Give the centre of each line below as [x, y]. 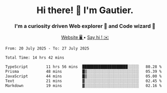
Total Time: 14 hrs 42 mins [35, 58]
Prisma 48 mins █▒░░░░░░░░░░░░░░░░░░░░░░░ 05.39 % [83, 72]
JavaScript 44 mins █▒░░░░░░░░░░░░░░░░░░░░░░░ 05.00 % [83, 76]
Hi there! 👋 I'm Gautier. [85, 10]
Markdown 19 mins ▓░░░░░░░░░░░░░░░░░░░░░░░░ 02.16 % [83, 85]
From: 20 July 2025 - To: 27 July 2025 [47, 49]
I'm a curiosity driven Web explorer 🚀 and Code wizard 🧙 [85, 26]
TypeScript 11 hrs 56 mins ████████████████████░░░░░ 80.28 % [83, 67]
